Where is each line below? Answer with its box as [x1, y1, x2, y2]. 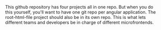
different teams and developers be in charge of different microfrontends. [5, 19, 154, 25]
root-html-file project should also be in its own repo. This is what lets [5, 15, 146, 20]
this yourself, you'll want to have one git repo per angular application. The [5, 9, 156, 15]
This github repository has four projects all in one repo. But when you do [5, 4, 154, 10]
